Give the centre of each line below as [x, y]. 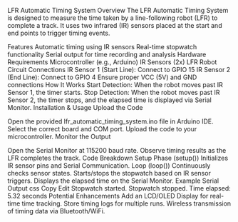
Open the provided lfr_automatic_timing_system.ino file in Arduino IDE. [110, 121]
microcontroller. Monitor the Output [59, 136]
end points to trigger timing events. [59, 33]
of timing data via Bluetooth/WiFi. [56, 211]
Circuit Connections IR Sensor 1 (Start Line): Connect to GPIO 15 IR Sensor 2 [119, 70]
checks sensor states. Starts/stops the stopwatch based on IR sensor [109, 173]
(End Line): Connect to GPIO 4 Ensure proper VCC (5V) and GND [102, 77]
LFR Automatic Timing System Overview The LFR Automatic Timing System [118, 10]
